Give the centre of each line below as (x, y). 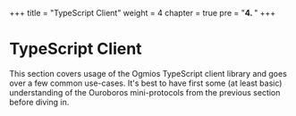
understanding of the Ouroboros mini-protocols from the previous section (145, 92)
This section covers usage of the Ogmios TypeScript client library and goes (148, 73)
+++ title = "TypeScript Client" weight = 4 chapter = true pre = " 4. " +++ (143, 13)
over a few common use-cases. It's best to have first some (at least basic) (146, 83)
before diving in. (39, 102)
